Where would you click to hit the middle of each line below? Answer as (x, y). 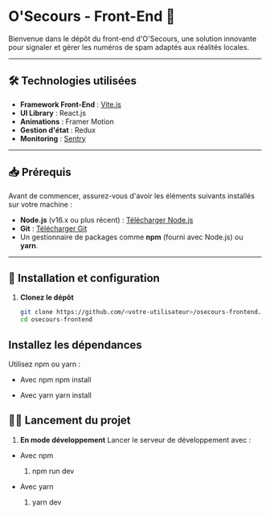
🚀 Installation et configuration (84, 278)
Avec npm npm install (55, 379)
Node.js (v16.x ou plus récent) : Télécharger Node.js (106, 219)
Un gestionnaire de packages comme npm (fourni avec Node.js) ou (131, 237)
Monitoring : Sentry (53, 138)
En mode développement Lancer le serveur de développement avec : (135, 439)
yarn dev (47, 502)
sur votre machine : (40, 204)
